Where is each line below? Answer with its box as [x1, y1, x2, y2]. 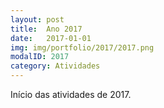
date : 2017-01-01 [10, 33, 92, 43]
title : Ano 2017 [10, 24, 83, 34]
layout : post [10, 14, 65, 25]
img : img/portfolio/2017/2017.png [10, 42, 155, 53]
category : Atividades [10, 61, 101, 71]
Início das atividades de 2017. [10, 89, 132, 100]
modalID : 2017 [10, 52, 70, 62]
